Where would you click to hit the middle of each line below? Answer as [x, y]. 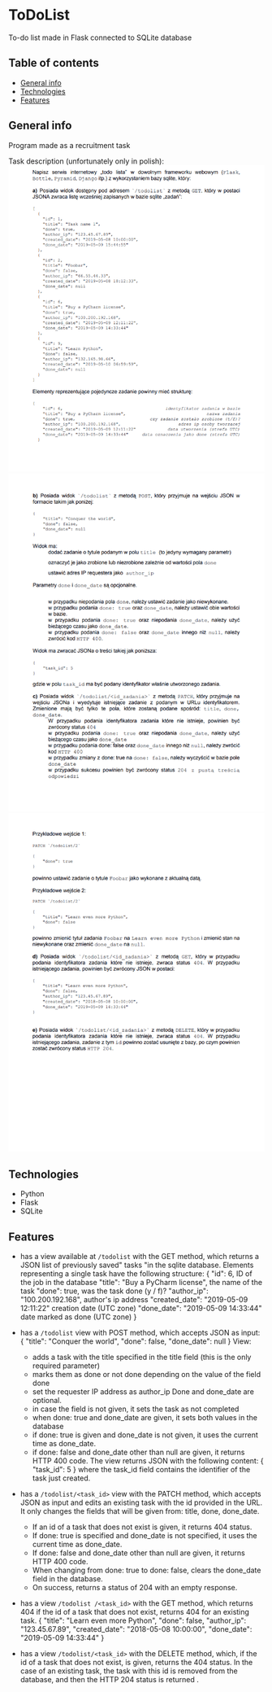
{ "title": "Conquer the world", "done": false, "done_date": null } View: [136, 1341]
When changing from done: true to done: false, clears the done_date [147, 1570]
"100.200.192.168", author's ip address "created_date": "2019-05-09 [134, 1300]
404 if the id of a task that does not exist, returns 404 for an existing [135, 1612]
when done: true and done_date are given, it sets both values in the [145, 1418]
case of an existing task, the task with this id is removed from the [129, 1671]
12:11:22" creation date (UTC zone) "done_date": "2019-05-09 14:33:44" [141, 1309]
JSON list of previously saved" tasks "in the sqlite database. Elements [137, 1265]
